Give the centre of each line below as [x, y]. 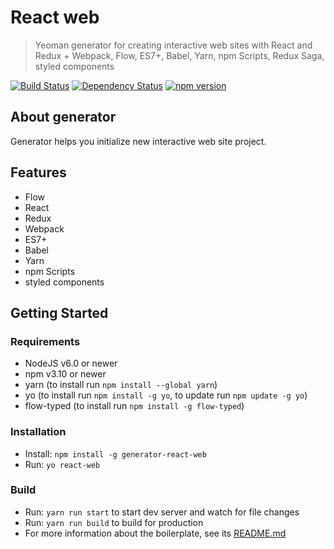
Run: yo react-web [62, 464]
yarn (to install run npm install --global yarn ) [121, 385]
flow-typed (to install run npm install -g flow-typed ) [134, 406]
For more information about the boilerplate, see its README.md [155, 533]
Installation [38, 432]
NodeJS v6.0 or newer [71, 363]
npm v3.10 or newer [65, 374]
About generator [63, 117]
